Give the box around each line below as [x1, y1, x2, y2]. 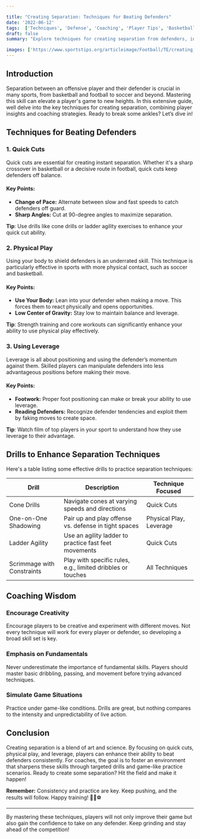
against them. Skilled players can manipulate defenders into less [6, 362, 164, 369]
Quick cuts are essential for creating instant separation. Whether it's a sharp [6, 159, 193, 166]
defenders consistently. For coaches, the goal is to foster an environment [6, 756, 186, 763]
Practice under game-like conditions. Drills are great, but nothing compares [6, 704, 192, 711]
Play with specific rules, [63, 555, 130, 564]
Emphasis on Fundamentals [6, 650, 88, 658]
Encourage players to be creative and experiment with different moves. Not [6, 622, 190, 629]
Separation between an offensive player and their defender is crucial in [6, 85, 180, 92]
